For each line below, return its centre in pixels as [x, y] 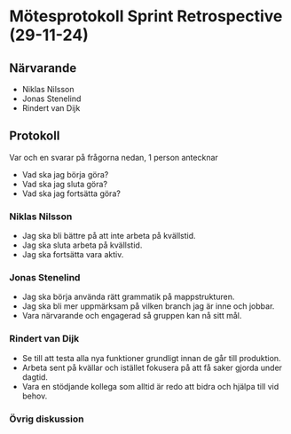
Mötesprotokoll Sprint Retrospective [146, 16]
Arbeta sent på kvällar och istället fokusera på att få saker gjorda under [152, 367]
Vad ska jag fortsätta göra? [71, 193]
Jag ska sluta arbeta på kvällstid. [82, 245]
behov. [35, 396]
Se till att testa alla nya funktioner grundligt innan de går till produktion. [151, 358]
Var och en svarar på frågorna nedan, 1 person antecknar [114, 157]
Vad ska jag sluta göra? [65, 184]
